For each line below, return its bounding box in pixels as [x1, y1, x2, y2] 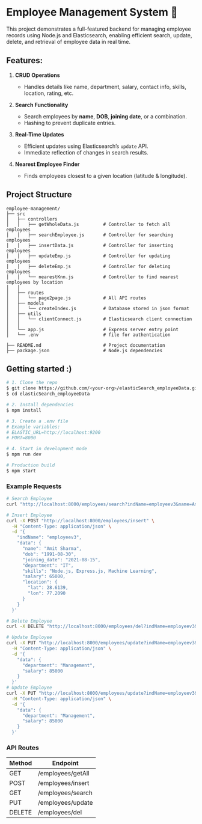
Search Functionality [14, 101, 69, 108]
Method [9, 759, 32, 768]
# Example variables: [6, 424, 61, 430]
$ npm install [6, 407, 42, 414]
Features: [6, 55, 43, 66]
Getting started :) [6, 364, 72, 374]
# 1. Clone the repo [6, 380, 58, 386]
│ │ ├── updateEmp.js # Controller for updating [6, 252, 171, 259]
